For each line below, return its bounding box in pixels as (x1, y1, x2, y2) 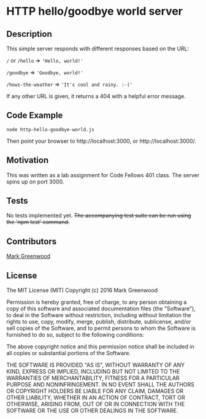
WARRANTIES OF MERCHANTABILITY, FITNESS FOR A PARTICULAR (6, 374, 180, 382)
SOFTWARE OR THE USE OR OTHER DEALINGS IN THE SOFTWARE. (6, 407, 178, 415)
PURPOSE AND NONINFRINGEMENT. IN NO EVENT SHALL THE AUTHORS (6, 381, 195, 388)
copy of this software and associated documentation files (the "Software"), (6, 305, 196, 312)
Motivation (6, 155, 49, 166)
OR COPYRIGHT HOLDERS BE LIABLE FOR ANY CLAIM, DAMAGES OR (6, 388, 184, 395)
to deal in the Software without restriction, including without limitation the (6, 312, 191, 319)
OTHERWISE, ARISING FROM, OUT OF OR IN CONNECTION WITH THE (6, 401, 185, 408)
